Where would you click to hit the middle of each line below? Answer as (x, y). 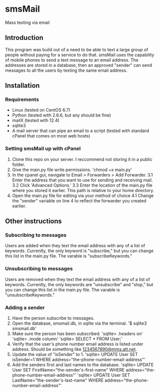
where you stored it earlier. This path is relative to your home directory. (83, 190)
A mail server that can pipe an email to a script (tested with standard (80, 131)
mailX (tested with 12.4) (36, 120)
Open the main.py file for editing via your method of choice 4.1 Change (83, 196)
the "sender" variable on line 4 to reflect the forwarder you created (79, 200)
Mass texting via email (27, 22)
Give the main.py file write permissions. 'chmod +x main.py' (72, 170)
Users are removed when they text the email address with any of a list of (78, 279)
